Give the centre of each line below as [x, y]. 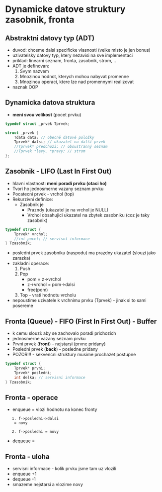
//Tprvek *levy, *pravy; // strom [50, 151]
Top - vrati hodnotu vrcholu [48, 295]
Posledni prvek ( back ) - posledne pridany [55, 349]
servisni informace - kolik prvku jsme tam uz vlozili [64, 469]
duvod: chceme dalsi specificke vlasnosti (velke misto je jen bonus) [81, 50]
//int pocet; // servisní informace [52, 239]
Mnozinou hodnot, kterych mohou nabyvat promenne [74, 76]
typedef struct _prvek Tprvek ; [38, 124]
